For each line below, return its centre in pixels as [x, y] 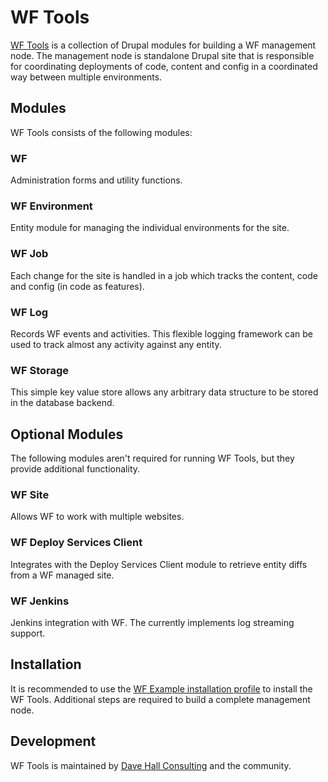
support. [28, 633]
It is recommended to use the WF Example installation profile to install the [161, 688]
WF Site [30, 494]
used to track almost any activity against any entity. [116, 344]
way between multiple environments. [86, 77]
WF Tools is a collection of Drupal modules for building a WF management [163, 45]
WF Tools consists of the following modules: [101, 132]
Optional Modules [67, 434]
